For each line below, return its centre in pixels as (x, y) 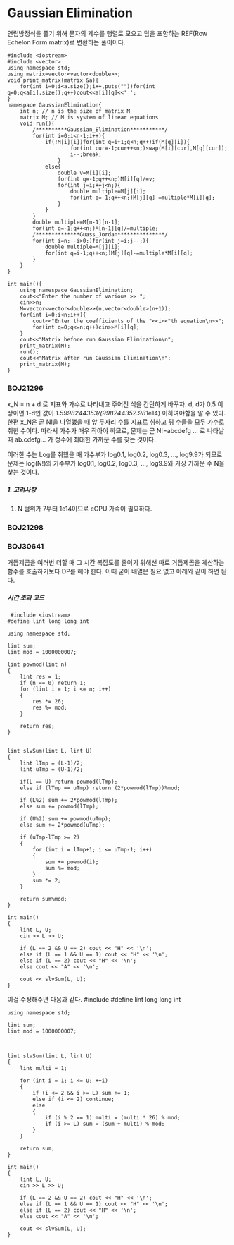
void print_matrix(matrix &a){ (53, 80)
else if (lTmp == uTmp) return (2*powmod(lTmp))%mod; (100, 788)
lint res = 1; (40, 677)
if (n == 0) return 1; (53, 683)
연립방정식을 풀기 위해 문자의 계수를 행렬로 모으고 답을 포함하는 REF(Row (108, 33)
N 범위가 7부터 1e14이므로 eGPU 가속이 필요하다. (85, 509)
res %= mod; (50, 708)
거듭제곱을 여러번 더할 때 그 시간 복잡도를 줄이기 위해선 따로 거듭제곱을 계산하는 (116, 563)
